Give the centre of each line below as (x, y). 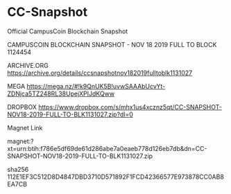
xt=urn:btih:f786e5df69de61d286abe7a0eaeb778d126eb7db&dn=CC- (107, 148)
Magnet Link (25, 127)
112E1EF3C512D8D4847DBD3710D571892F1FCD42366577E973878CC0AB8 (115, 177)
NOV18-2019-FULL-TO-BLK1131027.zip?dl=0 (70, 114)
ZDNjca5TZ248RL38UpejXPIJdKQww (61, 94)
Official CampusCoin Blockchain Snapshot (68, 31)
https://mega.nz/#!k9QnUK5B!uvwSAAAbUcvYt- (96, 86)
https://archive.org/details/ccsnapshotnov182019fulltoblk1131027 (100, 73)
